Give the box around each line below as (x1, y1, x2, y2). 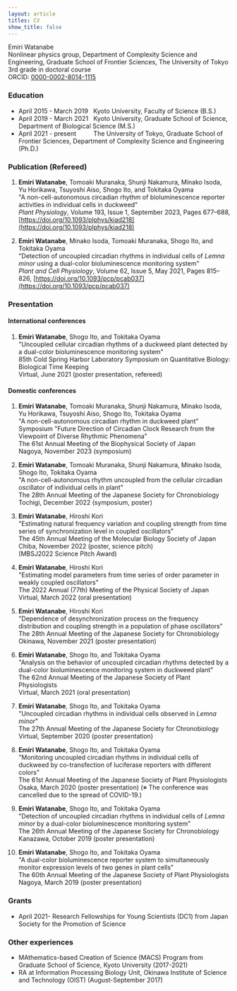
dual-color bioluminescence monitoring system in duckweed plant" (18, 666, 214, 674)
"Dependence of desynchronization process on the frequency (18, 614, 199, 623)
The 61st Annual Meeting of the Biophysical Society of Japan (18, 440, 196, 448)
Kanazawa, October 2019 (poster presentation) (18, 835, 155, 843)
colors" (18, 768, 40, 777)
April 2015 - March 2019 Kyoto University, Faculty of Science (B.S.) (18, 107, 217, 115)
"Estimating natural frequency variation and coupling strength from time (18, 520, 228, 528)
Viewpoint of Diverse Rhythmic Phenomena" (18, 432, 147, 440)
